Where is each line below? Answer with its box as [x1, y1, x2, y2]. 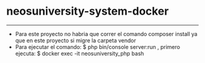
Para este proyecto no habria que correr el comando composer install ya [15, 30, 198, 37]
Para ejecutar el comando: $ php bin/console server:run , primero [15, 43, 181, 50]
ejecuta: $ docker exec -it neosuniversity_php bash [15, 50, 145, 57]
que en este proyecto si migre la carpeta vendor [15, 37, 136, 44]
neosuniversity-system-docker [6, 4, 169, 18]
